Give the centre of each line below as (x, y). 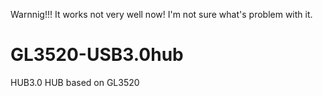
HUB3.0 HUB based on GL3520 (75, 82)
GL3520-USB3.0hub (97, 55)
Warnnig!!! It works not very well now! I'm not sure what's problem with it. (161, 14)
